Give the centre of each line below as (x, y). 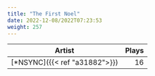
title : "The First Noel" (44, 14)
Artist (64, 51)
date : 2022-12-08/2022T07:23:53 (55, 20)
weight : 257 (25, 27)
